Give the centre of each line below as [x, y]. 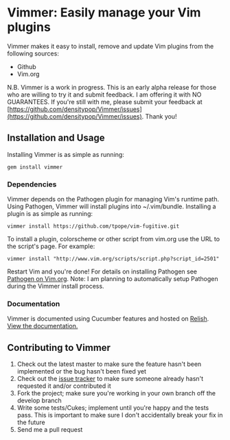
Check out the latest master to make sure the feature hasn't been [109, 364]
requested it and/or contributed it [64, 386]
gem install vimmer [35, 167]
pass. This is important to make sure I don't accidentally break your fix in [120, 415]
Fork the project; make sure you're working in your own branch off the [116, 393]
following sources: [33, 53]
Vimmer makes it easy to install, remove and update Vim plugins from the [111, 46]
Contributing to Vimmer [59, 347]
